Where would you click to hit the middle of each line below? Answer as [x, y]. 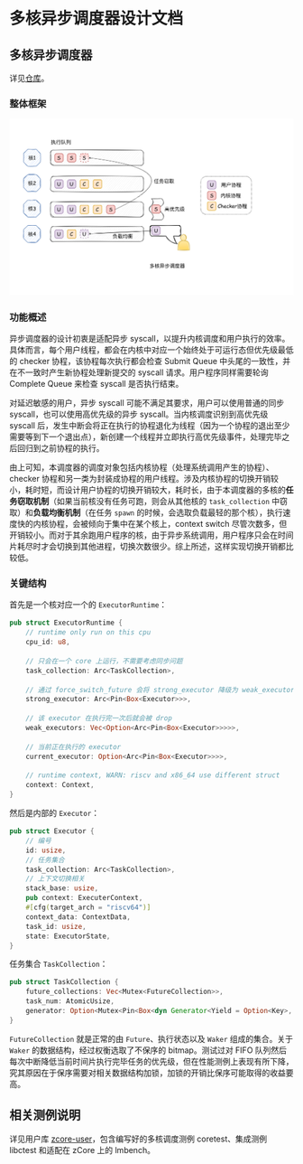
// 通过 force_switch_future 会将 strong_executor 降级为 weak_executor [160, 690]
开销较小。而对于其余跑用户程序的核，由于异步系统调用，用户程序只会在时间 [151, 535]
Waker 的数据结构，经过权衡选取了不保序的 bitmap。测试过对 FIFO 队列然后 [148, 1050]
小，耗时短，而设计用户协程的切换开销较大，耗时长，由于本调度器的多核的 [147, 490]
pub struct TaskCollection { [64, 982]
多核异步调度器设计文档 [96, 19]
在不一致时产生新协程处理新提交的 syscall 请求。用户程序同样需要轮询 [139, 372]
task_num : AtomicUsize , [70, 1001]
